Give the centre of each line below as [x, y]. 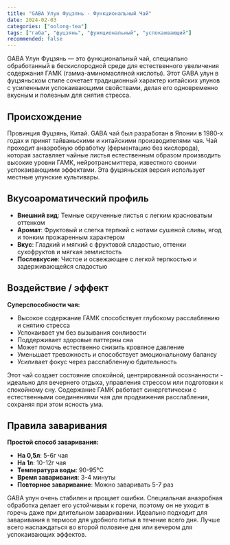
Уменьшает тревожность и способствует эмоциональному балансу [117, 354]
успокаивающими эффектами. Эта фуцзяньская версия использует [106, 170]
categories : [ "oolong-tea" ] [47, 26]
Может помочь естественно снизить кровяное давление [101, 347]
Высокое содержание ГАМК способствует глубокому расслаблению [118, 318]
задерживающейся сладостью [62, 266]
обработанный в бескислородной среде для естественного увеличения [113, 66]
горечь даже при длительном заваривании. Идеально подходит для [107, 513]
